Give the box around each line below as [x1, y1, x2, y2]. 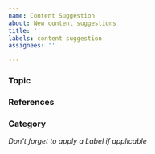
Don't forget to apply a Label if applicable [8, 136, 147, 146]
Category [8, 118, 47, 129]
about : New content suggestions [8, 19, 116, 27]
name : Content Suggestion [8, 11, 95, 20]
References [8, 96, 55, 107]
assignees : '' [8, 42, 56, 50]
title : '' [8, 26, 42, 34]
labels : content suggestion [8, 34, 103, 43]
